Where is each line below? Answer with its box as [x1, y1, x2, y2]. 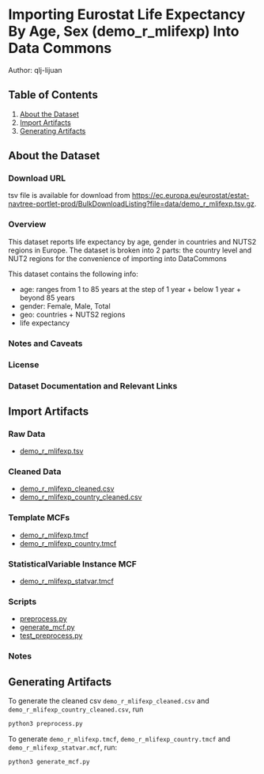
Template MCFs [8, 512, 70, 523]
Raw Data [8, 428, 46, 439]
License [8, 359, 40, 370]
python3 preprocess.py [8, 720, 83, 728]
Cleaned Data [8, 466, 62, 477]
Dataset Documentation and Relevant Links [8, 380, 178, 391]
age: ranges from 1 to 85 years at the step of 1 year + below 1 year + [19, 284, 242, 294]
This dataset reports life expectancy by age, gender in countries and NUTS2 [8, 237, 257, 246]
